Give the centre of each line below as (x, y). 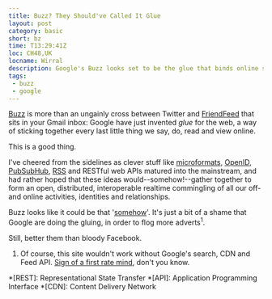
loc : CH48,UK (30, 53)
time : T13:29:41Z (38, 46)
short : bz (25, 38)
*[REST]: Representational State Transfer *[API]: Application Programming (133, 278)
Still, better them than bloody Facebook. (75, 238)
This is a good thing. (42, 147)
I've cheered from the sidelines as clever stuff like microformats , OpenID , (130, 162)
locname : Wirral (36, 61)
